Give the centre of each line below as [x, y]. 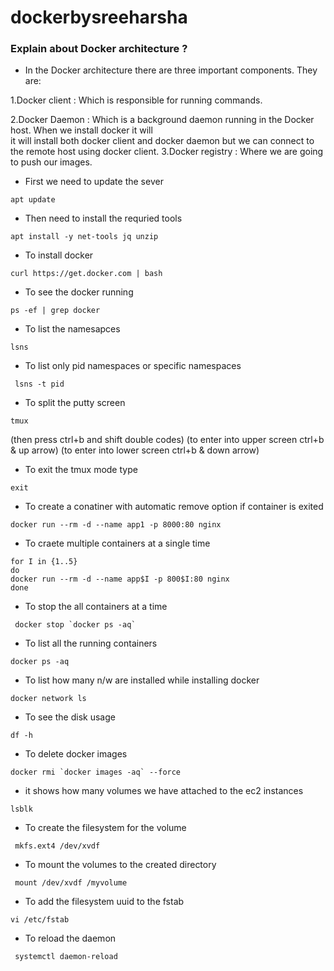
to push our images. [51, 162]
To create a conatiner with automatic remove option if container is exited [174, 507]
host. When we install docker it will [81, 130]
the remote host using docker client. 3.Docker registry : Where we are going [167, 152]
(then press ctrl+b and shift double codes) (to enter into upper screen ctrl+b [167, 440]
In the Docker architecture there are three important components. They [171, 70]
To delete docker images [76, 754]
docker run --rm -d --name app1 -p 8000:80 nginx [116, 525]
